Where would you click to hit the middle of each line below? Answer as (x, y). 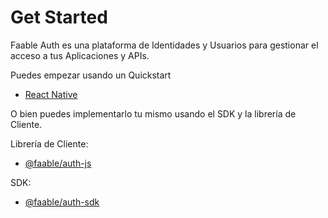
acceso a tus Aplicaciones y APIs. (80, 55)
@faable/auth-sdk (62, 202)
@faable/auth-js (58, 163)
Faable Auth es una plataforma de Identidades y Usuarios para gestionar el (164, 45)
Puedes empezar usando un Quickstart (91, 75)
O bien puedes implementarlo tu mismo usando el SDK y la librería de (153, 113)
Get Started (59, 17)
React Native (51, 94)
